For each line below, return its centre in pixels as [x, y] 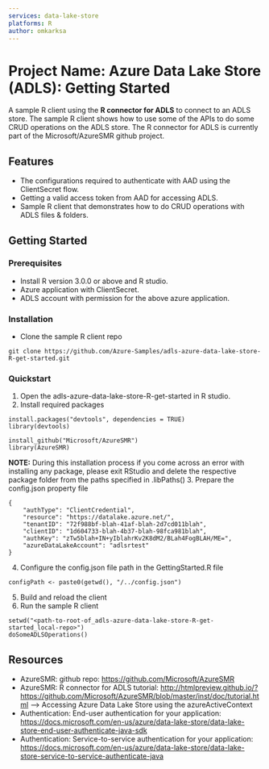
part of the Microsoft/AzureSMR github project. [87, 136]
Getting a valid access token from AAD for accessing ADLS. [119, 198]
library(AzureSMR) [39, 448]
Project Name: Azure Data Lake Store [135, 71]
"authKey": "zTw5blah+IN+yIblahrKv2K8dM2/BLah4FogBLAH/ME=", [127, 539]
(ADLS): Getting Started [89, 88]
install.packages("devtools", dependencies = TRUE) [97, 420]
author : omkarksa [37, 31]
